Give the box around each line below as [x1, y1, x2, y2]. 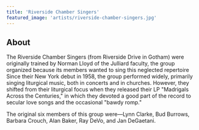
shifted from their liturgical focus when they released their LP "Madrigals [6, 86, 189, 93]
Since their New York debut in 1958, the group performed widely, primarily [6, 73, 194, 80]
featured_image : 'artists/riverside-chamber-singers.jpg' [6, 15, 157, 21]
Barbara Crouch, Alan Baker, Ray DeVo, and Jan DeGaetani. [6, 117, 156, 125]
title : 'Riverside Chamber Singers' [6, 9, 99, 15]
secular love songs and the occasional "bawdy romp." [6, 99, 142, 106]
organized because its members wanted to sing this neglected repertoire [6, 67, 189, 74]
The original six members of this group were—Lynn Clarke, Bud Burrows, [6, 110, 190, 118]
